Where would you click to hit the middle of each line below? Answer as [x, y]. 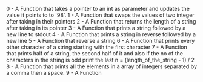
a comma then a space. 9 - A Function [54, 73]
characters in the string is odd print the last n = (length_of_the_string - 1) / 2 [101, 60]
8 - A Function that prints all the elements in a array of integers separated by [102, 66]
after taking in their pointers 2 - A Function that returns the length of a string [101, 21]
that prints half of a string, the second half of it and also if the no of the [95, 53]
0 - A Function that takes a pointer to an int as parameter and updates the [98, 9]
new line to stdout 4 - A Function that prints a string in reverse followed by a [101, 34]
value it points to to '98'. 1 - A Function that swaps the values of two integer [101, 15]
